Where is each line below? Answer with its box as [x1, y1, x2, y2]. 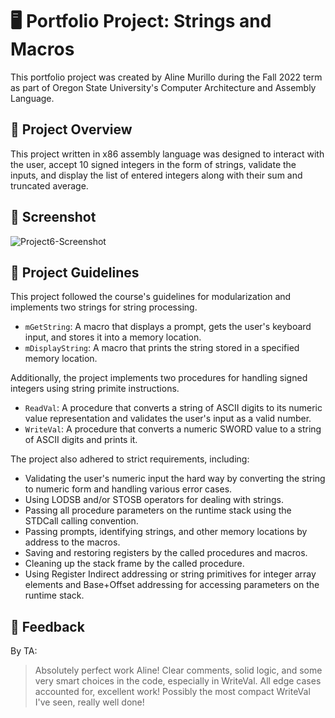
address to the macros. [24, 536, 121, 548]
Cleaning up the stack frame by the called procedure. [24, 558, 245, 570]
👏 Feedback [10, 618, 85, 635]
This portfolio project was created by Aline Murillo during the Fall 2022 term [10, 71, 323, 83]
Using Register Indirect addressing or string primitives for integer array [24, 568, 317, 580]
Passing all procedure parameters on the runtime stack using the [24, 504, 292, 517]
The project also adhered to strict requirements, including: [10, 453, 250, 465]
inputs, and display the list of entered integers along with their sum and [10, 169, 303, 181]
